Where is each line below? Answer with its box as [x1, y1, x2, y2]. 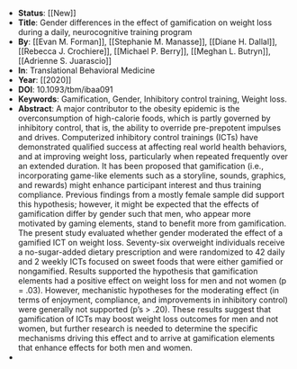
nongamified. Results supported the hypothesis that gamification [17, 265, 258, 276]
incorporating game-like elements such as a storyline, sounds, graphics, [17, 170, 286, 181]
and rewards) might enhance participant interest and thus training [17, 180, 262, 190]
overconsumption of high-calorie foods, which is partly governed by [17, 112, 272, 123]
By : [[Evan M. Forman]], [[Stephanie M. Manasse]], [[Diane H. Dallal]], [17, 36, 277, 47]
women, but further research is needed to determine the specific [17, 323, 258, 334]
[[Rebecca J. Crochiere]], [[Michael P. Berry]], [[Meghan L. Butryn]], [17, 46, 272, 57]
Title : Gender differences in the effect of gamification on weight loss [17, 17, 273, 28]
